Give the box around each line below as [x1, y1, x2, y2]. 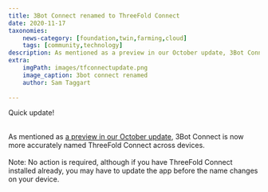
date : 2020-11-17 [8, 19, 66, 27]
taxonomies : [8, 26, 48, 34]
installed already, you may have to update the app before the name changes [8, 166, 258, 176]
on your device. [8, 174, 60, 184]
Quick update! [8, 108, 54, 118]
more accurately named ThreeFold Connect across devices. [8, 141, 205, 150]
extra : [8, 57, 30, 65]
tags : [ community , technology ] [22, 42, 124, 50]
